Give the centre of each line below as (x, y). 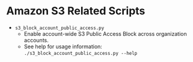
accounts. (36, 40)
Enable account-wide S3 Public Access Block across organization (106, 33)
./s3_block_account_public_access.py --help (81, 53)
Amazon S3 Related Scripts (76, 11)
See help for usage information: (63, 46)
